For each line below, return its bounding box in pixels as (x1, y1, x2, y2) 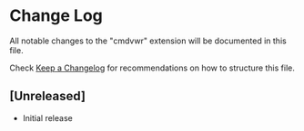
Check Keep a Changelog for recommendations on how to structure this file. (9, 62, 296, 73)
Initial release (22, 112, 73, 123)
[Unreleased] (9, 89, 86, 104)
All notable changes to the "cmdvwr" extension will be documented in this (9, 35, 287, 46)
